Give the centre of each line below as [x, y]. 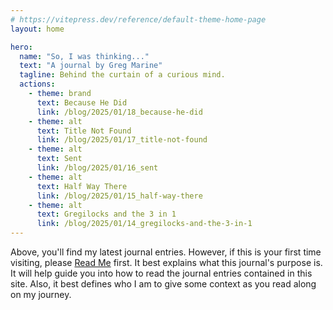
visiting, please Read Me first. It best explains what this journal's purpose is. [166, 262]
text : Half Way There [82, 186]
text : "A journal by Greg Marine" [91, 66]
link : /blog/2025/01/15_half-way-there [119, 196]
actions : [37, 84]
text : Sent [59, 159]
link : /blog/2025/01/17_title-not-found [122, 140]
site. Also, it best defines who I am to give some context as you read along [163, 284]
